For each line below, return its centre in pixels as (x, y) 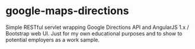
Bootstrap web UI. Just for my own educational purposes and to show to (94, 33)
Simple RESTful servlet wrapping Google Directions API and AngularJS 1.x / (97, 27)
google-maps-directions (67, 11)
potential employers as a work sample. (53, 40)
